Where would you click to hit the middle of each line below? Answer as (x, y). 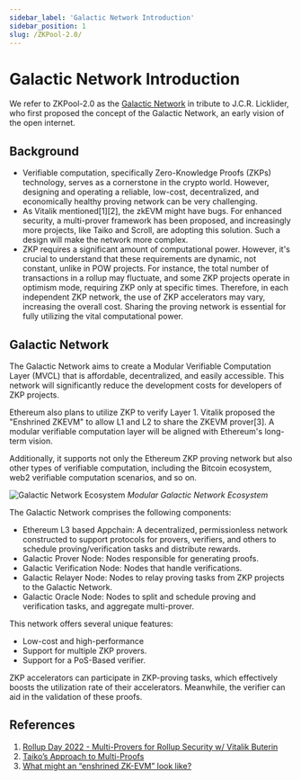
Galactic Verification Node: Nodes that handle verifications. (132, 568)
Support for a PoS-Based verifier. (84, 660)
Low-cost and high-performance (83, 641)
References (42, 725)
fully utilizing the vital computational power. (103, 317)
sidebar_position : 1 (48, 26)
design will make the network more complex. (105, 240)
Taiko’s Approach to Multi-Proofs (83, 756)
